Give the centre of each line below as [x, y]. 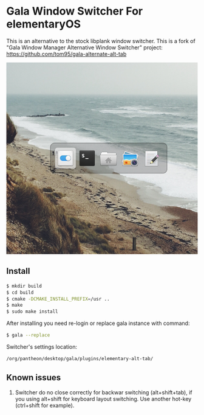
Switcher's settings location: [42, 347]
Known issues [34, 378]
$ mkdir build [24, 286]
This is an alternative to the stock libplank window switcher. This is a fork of [101, 41]
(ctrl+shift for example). [45, 405]
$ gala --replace [28, 335]
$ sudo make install [32, 312]
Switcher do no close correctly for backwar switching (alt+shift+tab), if [104, 392]
